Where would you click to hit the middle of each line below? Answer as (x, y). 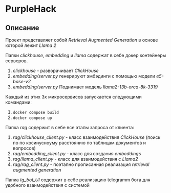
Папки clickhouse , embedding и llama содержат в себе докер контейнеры (86, 55)
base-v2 (22, 81)
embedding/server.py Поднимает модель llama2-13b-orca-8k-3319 (85, 87)
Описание (22, 28)
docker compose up (32, 118)
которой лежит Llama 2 (31, 45)
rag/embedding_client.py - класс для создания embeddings (77, 153)
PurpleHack (31, 9)
